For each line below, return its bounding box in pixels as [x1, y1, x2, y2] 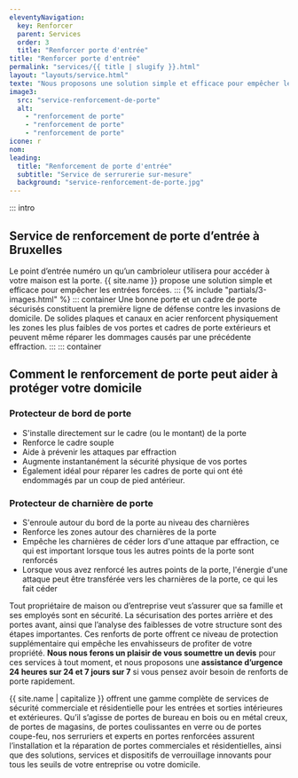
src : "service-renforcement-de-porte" [17, 95, 161, 105]
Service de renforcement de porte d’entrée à [9, 228, 260, 243]
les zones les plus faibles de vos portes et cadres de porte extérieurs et [9, 322, 271, 333]
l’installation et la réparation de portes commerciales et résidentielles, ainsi [9, 740, 282, 750]
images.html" [9, 294, 58, 305]
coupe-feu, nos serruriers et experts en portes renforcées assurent [9, 730, 255, 742]
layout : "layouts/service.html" [9, 71, 129, 80]
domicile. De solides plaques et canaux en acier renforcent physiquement [9, 313, 278, 323]
